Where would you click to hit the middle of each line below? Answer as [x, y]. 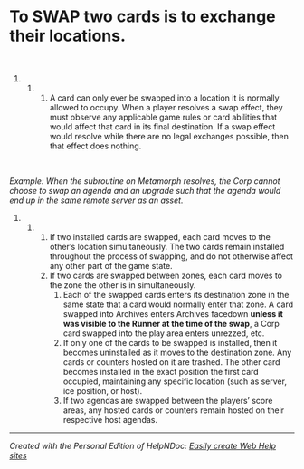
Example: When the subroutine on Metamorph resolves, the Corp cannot [145, 181]
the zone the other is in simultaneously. [123, 285]
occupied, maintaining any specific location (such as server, [175, 381]
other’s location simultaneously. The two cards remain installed [167, 246]
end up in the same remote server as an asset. [96, 200]
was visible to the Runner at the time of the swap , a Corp [171, 323]
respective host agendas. [110, 419]
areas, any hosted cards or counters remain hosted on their [174, 410]
